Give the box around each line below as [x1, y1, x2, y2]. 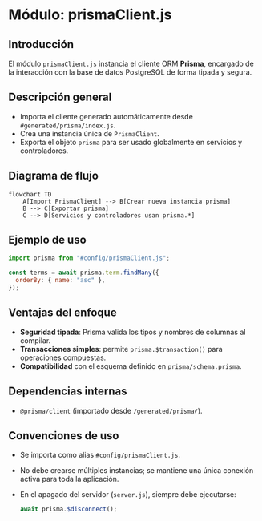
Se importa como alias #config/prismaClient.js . [19, 450, 180, 460]
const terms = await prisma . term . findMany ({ [8, 269, 159, 277]
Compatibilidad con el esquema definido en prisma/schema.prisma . [19, 361, 242, 370]
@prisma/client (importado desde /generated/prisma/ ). [19, 406, 203, 415]
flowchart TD [8, 190, 52, 198]
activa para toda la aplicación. [19, 475, 119, 484]
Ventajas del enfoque [8, 306, 118, 320]
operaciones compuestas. [19, 353, 107, 362]
